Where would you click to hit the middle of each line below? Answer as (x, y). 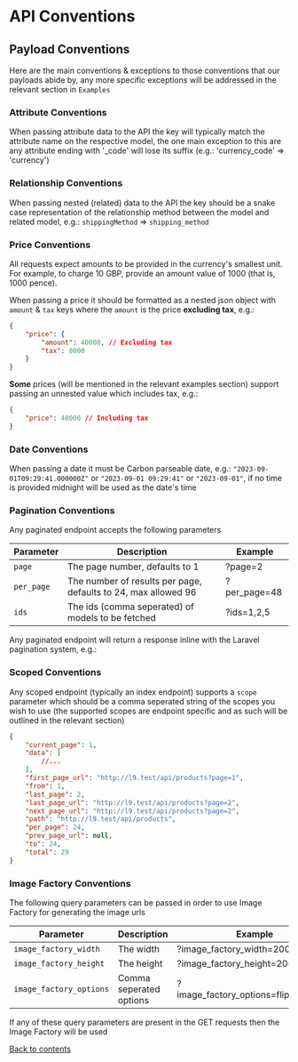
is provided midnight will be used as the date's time (103, 487)
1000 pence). (33, 283)
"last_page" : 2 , (55, 794)
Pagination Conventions (62, 511)
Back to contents (40, 1049)
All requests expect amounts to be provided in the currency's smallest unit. (146, 263)
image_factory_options (61, 989)
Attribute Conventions (58, 112)
